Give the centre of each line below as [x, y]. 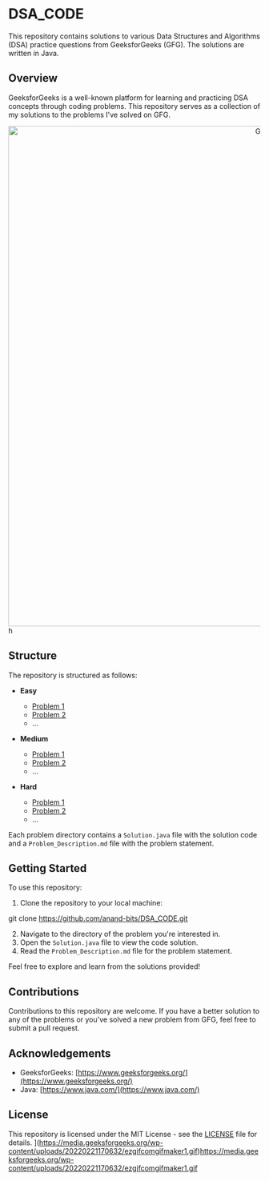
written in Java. [34, 53]
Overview [33, 78]
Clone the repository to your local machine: [91, 903]
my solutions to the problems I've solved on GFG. [89, 114]
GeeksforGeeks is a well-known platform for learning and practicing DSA [128, 98]
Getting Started [48, 868]
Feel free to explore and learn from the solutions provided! [104, 966]
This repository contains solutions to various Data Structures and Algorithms [134, 36]
